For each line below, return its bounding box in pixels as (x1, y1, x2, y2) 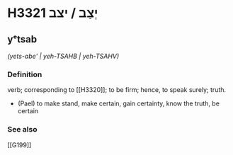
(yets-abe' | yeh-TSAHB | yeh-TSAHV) (7, 52, 120, 60)
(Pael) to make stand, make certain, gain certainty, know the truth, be (17, 99, 220, 108)
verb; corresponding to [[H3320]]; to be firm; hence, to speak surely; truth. (7, 86, 227, 94)
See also (7, 125, 38, 134)
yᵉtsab (7, 33, 38, 45)
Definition (7, 69, 42, 79)
